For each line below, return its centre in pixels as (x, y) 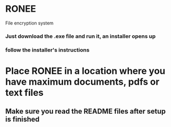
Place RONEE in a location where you (85, 71)
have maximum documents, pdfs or (82, 82)
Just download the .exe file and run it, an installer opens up (80, 36)
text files (24, 93)
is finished (22, 120)
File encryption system (30, 23)
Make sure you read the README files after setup (85, 111)
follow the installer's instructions (47, 50)
